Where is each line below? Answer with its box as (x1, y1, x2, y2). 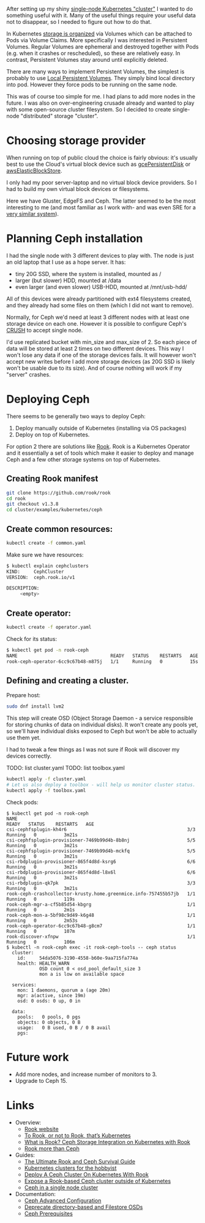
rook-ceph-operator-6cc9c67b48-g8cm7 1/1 (6, 922, 196, 929)
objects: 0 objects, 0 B (17, 1019, 81, 1025)
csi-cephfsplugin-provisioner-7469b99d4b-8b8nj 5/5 (6, 837, 196, 843)
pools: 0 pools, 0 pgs (17, 1014, 81, 1020)
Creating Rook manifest (6, 474, 99, 484)
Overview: (15, 1118, 42, 1126)
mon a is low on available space (39, 971, 124, 977)
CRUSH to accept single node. (6, 326, 83, 334)
